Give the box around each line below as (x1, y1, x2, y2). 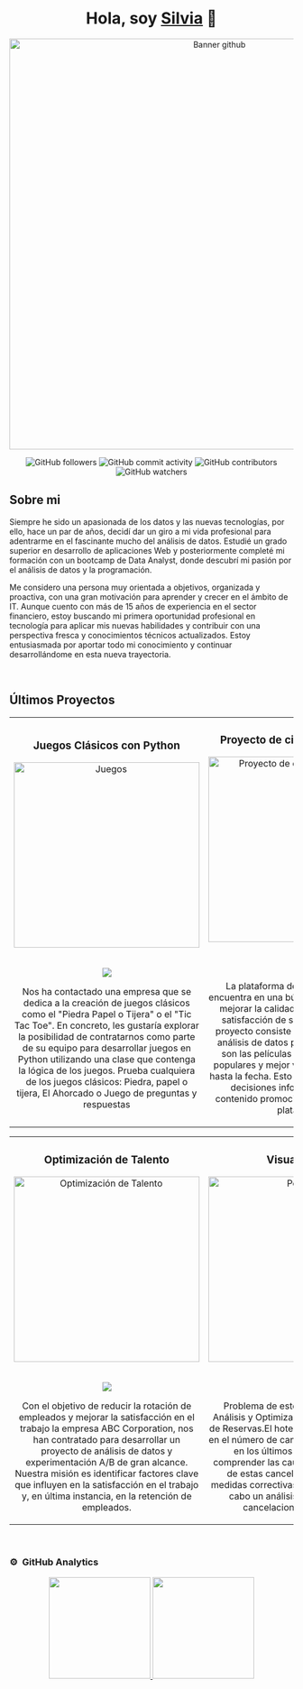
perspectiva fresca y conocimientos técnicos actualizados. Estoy (9, 629, 251, 640)
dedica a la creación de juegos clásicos (23, 996, 191, 1009)
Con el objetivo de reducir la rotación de (22, 1400, 192, 1412)
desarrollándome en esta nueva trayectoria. (9, 648, 171, 659)
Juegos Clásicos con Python (32, 739, 180, 752)
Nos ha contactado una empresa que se (22, 986, 192, 998)
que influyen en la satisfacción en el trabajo (14, 1479, 199, 1492)
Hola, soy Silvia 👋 (85, 8, 218, 29)
